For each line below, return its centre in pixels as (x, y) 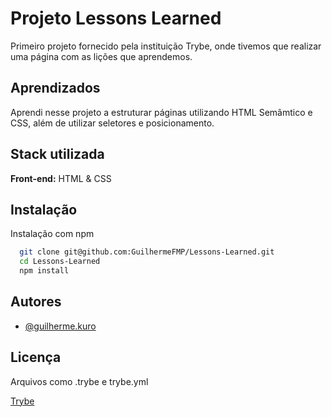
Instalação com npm (52, 234)
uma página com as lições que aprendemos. (101, 56)
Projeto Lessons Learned (116, 18)
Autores (36, 302)
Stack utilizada (57, 154)
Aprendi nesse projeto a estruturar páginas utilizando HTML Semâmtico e (161, 112)
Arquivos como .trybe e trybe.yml (79, 381)
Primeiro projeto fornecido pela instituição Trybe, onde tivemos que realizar (166, 46)
